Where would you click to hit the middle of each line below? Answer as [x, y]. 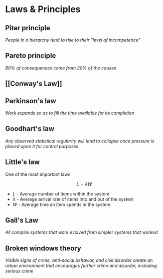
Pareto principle [31, 56]
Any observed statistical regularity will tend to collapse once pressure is [80, 141]
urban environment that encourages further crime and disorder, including [81, 266]
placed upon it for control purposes [42, 146]
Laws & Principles [43, 9]
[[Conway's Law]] [34, 84]
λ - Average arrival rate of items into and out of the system [73, 199]
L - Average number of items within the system [61, 194]
